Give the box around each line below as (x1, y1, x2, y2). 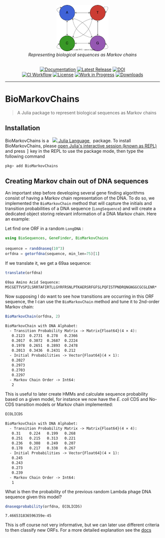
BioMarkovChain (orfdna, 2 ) (5, 314, 60, 319)
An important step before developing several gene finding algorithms (5, 190, 145, 196)
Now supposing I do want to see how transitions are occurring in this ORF (5, 293, 154, 299)
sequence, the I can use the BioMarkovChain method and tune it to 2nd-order (5, 298, 160, 304)
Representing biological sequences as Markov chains (28, 52, 137, 57)
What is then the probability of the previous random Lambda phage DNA (5, 488, 151, 494)
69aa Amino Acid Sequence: (5, 280, 60, 284)
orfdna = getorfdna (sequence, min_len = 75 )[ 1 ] (5, 252, 100, 256)
